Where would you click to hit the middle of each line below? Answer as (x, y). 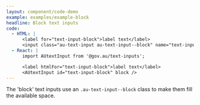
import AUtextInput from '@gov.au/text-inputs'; (83, 56)
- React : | (25, 51)
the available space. (31, 95)
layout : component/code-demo (42, 12)
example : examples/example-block (48, 17)
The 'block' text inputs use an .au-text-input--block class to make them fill (99, 89)
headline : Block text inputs (42, 23)
